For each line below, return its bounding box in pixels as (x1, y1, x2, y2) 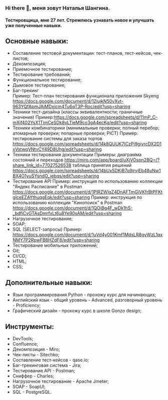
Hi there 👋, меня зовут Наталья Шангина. (5, 5, 110, 12)
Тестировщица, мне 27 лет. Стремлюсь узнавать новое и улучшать (5, 17, 154, 23)
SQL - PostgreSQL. (12, 389, 52, 395)
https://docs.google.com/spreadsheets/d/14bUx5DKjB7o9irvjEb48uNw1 (12, 168, 161, 174)
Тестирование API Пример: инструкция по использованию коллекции (12, 178, 163, 184)
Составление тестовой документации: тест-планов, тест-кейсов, (12, 50, 152, 56)
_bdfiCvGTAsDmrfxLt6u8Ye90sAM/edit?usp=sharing (12, 211, 122, 217)
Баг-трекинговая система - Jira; (12, 362, 82, 368)
